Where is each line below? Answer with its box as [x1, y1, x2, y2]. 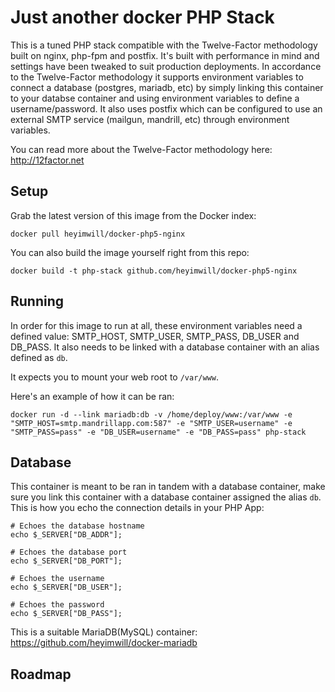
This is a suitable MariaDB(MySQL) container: [10, 626, 198, 638]
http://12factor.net [10, 154, 85, 166]
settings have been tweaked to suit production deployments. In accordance [10, 60, 322, 72]
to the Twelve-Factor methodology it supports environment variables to [10, 71, 304, 83]
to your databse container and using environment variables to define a [10, 92, 300, 104]
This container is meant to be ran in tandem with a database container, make [10, 481, 326, 493]
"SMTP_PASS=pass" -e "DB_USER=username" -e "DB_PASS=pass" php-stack [10, 427, 307, 437]
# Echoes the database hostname [10, 521, 145, 531]
